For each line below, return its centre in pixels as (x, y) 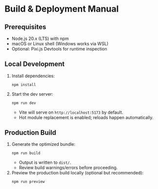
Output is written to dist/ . (45, 163)
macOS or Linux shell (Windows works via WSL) (60, 44)
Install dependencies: (33, 76)
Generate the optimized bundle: (43, 144)
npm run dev (24, 103)
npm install (24, 85)
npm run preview (28, 182)
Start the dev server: (32, 94)
